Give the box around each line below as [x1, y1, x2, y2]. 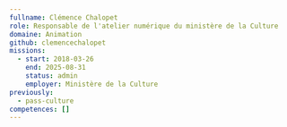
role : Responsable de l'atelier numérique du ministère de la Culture [9, 21, 279, 30]
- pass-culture [17, 96, 74, 106]
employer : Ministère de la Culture [25, 80, 159, 89]
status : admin [25, 72, 78, 80]
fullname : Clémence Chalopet [9, 13, 118, 22]
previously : [9, 88, 54, 97]
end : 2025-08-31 [25, 63, 87, 72]
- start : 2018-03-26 [17, 55, 94, 63]
